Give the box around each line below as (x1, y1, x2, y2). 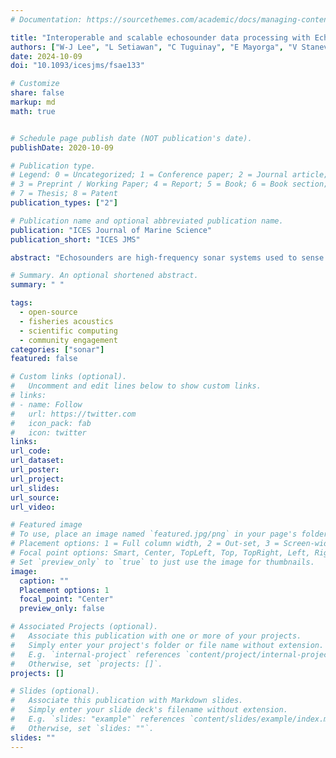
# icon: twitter (10, 427, 87, 438)
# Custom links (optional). (10, 372, 128, 382)
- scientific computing (19, 326, 118, 336)
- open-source (19, 307, 78, 317)
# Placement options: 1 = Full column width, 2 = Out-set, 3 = (10, 539, 280, 549)
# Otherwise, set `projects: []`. (10, 659, 163, 669)
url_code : (10, 446, 52, 456)
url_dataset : (10, 456, 65, 466)
